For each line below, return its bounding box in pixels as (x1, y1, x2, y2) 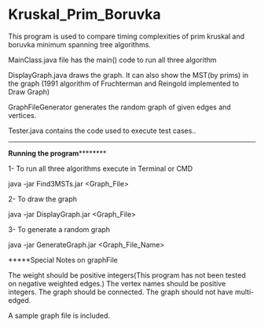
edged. (8, 295, 31, 304)
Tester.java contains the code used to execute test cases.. (8, 126, 196, 135)
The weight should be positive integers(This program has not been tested (8, 270, 246, 280)
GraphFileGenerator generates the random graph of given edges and (8, 102, 232, 112)
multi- (234, 287, 255, 297)
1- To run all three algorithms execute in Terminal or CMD (8, 164, 193, 173)
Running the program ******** (8, 148, 107, 158)
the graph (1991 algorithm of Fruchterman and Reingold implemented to (8, 79, 240, 88)
